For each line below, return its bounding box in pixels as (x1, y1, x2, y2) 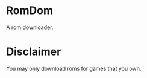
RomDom (6, 4, 53, 18)
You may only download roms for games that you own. (6, 65, 142, 72)
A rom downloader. (6, 24, 54, 31)
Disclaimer (6, 45, 61, 59)
